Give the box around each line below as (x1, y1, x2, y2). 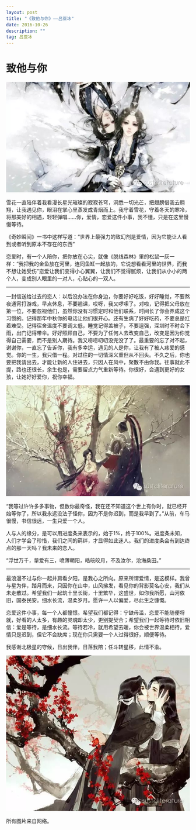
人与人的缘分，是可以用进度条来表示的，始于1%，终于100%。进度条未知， (6, 529, 185, 536)
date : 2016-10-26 (6, 22, 48, 27)
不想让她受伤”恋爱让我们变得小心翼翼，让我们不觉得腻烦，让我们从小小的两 (6, 268, 188, 275)
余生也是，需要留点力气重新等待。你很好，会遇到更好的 (46, 366, 180, 373)
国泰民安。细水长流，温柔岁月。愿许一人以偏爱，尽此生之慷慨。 (16, 597, 170, 604)
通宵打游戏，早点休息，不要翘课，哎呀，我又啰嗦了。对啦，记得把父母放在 (10, 300, 190, 307)
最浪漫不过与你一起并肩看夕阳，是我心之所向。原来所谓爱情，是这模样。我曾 (6, 574, 190, 581)
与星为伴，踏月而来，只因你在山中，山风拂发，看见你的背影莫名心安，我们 (6, 582, 185, 589)
